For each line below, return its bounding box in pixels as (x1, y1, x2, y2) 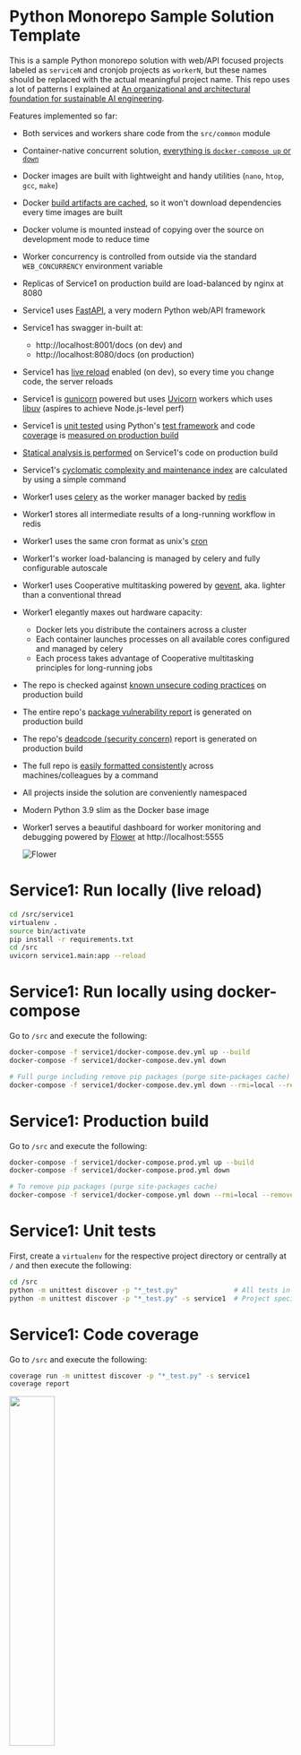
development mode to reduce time (21, 233, 150, 244)
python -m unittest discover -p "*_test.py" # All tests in (9, 1285, 291, 1294)
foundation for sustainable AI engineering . (9, 92, 165, 104)
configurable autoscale (21, 562, 108, 573)
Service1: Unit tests (9, 1221, 157, 1241)
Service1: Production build (9, 1111, 210, 1131)
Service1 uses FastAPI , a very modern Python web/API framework (21, 305, 266, 316)
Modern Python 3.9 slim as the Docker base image (21, 804, 210, 815)
